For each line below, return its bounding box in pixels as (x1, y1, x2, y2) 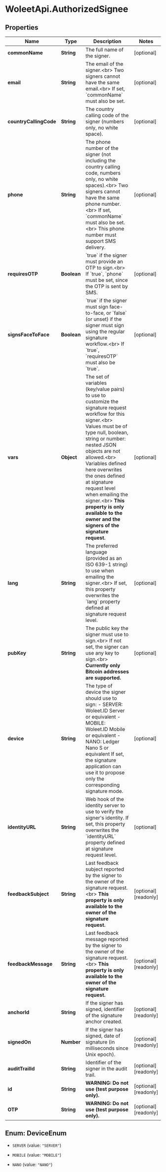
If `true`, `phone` (85, 271, 124, 277)
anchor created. (85, 1018, 123, 1025)
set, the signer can (85, 643, 129, 650)
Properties (5, 23, 39, 32)
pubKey (7, 650, 26, 656)
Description (93, 38, 122, 45)
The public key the (85, 625, 128, 631)
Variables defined (85, 460, 126, 467)
